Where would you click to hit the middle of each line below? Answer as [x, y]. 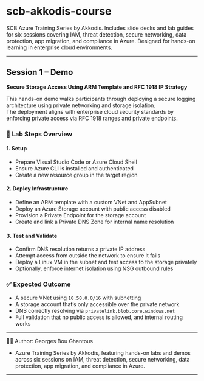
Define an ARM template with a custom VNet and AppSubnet [91, 203]
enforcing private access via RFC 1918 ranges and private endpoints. [92, 118]
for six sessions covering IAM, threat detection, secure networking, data [97, 34]
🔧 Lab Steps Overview [39, 134]
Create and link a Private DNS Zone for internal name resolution [94, 222]
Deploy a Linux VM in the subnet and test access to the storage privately [106, 262]
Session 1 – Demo [40, 72]
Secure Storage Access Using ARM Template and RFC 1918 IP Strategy [97, 87]
